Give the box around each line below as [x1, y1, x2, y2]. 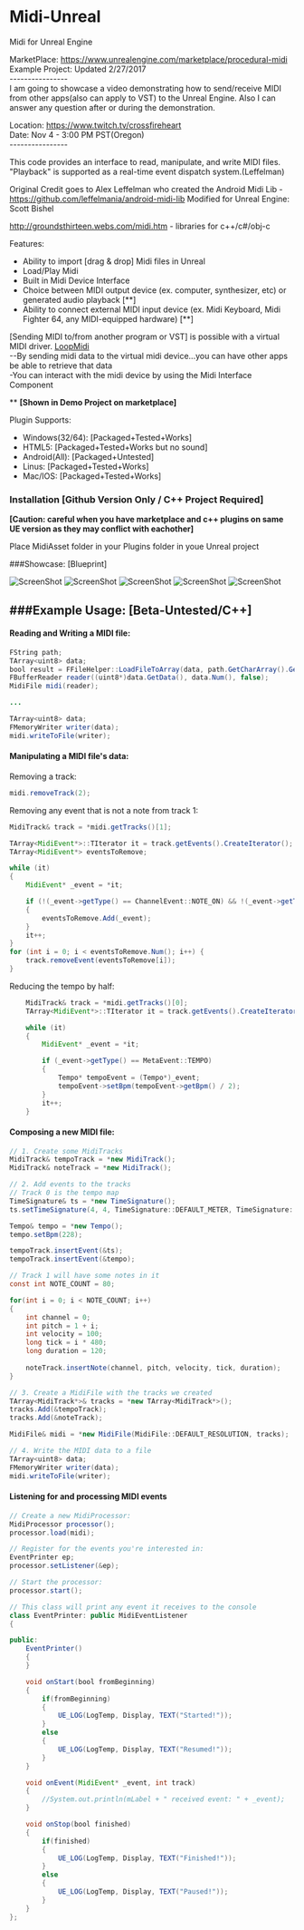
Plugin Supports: [9, 414, 71, 425]
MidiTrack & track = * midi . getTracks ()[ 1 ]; [9, 823, 172, 832]
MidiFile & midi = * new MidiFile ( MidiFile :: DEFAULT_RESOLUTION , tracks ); [9, 1430, 290, 1439]
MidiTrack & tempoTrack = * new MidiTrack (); [9, 1155, 176, 1165]
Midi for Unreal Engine [9, 36, 93, 47]
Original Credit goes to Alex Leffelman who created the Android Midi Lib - [9, 183, 283, 194]
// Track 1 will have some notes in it [9, 1272, 160, 1281]
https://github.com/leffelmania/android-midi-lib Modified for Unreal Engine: [9, 193, 290, 204]
